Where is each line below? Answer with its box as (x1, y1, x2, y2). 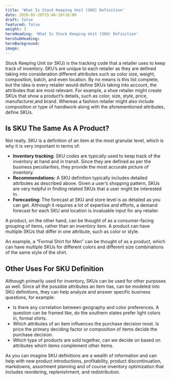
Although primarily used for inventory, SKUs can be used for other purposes (5, 278, 166, 284)
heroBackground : (5, 41, 40, 46)
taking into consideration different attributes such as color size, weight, (5, 70, 155, 77)
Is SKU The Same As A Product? (5, 124, 110, 133)
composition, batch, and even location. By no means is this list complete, (5, 76, 159, 82)
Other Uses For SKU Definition (5, 264, 104, 273)
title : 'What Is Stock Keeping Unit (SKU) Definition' (5, 7, 125, 13)
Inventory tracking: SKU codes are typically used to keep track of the (12, 153, 161, 159)
